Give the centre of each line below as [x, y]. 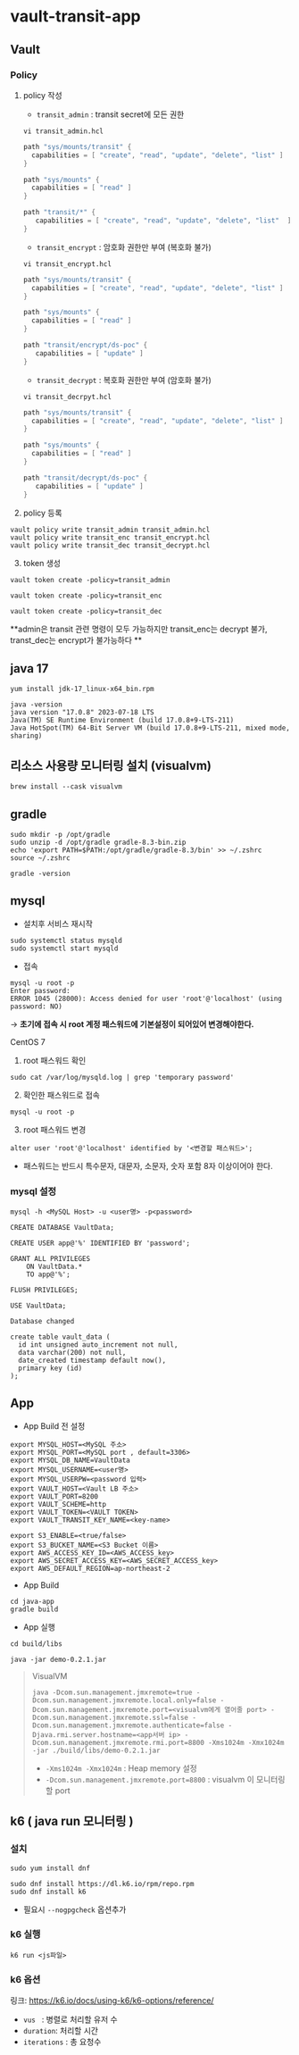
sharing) [26, 736]
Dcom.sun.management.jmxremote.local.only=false [124, 1700]
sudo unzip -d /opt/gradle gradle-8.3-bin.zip [98, 842]
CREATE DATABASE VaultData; [62, 1228]
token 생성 [42, 563]
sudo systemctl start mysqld [64, 948]
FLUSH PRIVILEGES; [44, 1291]
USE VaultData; [38, 1306]
